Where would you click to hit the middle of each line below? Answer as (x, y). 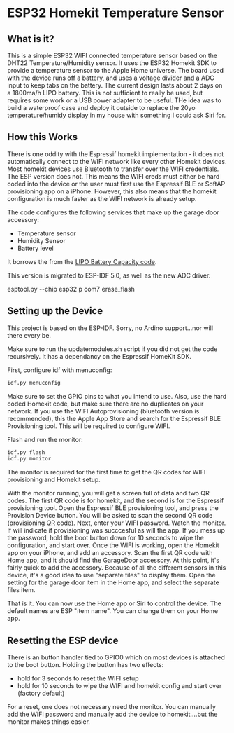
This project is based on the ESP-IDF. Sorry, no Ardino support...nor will (110, 328)
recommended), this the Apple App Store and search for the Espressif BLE (114, 418)
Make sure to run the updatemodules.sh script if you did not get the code (112, 349)
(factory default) (41, 693)
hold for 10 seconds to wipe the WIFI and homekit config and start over (119, 686)
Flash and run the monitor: (45, 439)
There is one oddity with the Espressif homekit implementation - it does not (116, 154)
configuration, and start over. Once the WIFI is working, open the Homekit (114, 545)
